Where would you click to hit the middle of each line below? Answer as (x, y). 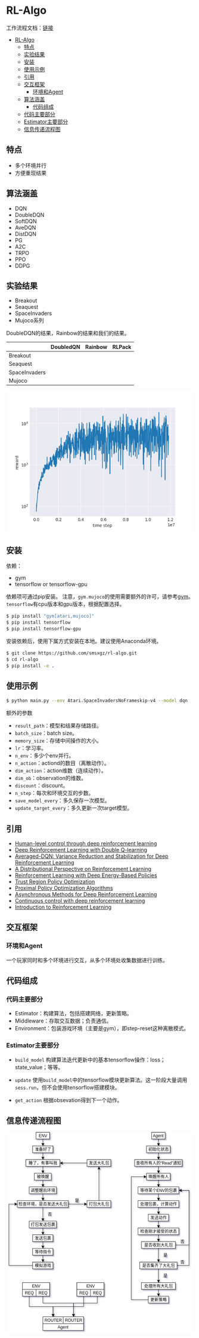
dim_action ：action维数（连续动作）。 (60, 770)
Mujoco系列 (29, 320)
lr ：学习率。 (31, 748)
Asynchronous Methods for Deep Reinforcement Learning (86, 894)
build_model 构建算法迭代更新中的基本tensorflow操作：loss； (90, 1060)
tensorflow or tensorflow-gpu (51, 584)
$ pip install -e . (30, 666)
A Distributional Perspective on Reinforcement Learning (83, 869)
